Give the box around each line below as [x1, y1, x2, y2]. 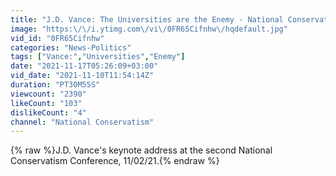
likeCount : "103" [10, 98, 83, 108]
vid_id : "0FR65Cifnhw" [10, 33, 105, 43]
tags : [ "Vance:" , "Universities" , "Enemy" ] [10, 52, 186, 62]
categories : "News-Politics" [10, 42, 132, 53]
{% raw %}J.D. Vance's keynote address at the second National [10, 144, 273, 156]
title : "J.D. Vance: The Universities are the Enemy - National [10, 14, 284, 25]
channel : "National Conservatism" [10, 117, 155, 127]
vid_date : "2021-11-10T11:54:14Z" [10, 71, 155, 81]
